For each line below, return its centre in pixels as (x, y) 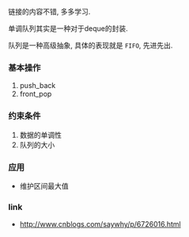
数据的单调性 (40, 135)
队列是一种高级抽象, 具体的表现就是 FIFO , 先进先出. (91, 45)
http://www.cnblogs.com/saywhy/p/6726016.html (100, 224)
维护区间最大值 (44, 185)
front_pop (36, 94)
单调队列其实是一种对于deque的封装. (68, 29)
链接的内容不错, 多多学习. (49, 11)
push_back (38, 86)
